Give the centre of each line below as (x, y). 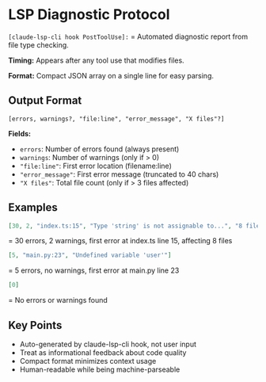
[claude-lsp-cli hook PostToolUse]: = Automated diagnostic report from (128, 36)
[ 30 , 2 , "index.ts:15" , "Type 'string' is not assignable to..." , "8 (125, 226)
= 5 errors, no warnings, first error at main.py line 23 (94, 270)
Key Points (35, 325)
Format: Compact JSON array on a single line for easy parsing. (111, 75)
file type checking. (38, 44)
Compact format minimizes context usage (88, 361)
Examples (33, 208)
